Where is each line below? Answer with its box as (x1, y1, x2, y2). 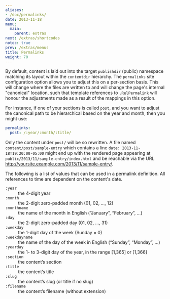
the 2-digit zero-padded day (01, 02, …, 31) (18, 220, 108, 226)
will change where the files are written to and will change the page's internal (5, 84, 165, 91)
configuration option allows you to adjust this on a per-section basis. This (5, 79, 159, 85)
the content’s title (18, 269, 54, 275)
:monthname (5, 205, 28, 210)
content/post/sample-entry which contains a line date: (5, 145, 120, 151)
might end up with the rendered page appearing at (45, 150, 151, 156)
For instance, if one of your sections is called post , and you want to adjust (5, 105, 160, 111)
